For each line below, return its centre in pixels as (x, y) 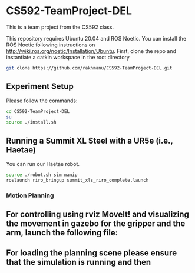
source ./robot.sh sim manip (42, 175)
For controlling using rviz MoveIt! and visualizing (98, 214)
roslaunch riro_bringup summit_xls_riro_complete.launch (77, 180)
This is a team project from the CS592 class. (60, 27)
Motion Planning (30, 195)
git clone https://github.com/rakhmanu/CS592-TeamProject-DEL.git (89, 68)
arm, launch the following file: (62, 233)
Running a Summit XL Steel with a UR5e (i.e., (90, 140)
